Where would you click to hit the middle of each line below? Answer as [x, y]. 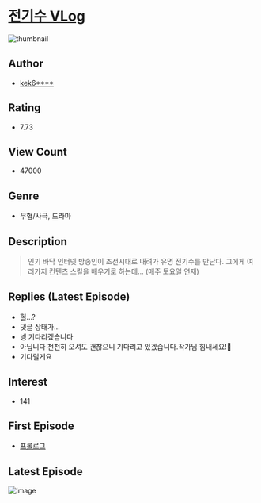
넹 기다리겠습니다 [46, 336]
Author [26, 64]
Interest [28, 382]
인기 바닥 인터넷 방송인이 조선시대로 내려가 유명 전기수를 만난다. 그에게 [136, 261]
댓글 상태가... [40, 327]
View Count [38, 152]
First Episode [42, 426]
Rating [25, 108]
